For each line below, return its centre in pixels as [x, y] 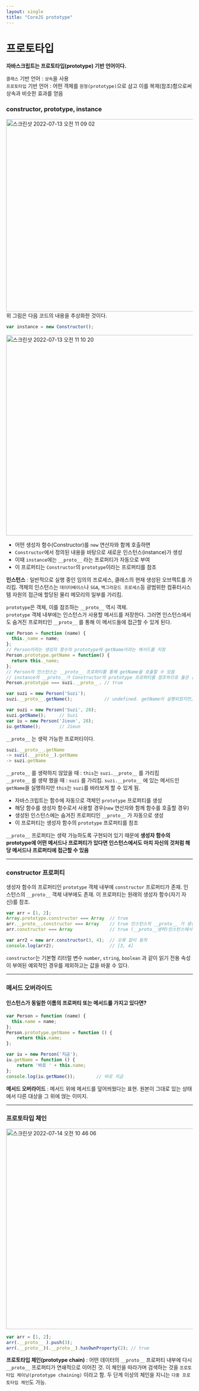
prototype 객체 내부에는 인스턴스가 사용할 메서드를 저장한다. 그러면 [84, 614]
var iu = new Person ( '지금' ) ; [42, 1055]
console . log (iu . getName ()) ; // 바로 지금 [65, 1077]
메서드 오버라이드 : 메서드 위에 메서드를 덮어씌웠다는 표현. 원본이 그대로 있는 [94, 1088]
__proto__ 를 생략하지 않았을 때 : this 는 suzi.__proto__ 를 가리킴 [83, 773]
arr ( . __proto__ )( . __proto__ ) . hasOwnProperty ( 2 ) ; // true [78, 1348]
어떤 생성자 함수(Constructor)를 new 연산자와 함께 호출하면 [83, 545]
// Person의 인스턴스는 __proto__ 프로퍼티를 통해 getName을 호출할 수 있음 [91, 672]
